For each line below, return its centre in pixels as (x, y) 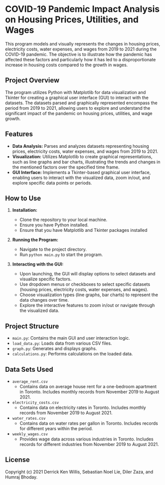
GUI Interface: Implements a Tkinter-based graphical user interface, (82, 172)
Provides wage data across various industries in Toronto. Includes (86, 439)
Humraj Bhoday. (21, 477)
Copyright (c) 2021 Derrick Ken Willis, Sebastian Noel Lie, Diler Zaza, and (79, 472)
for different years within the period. (56, 428)
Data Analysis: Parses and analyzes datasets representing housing (81, 146)
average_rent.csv (30, 382)
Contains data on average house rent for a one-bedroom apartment (88, 386)
